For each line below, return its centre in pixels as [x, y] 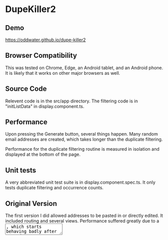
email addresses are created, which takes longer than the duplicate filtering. [84, 140]
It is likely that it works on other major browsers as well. [63, 73]
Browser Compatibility [41, 55]
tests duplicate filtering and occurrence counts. [55, 188]
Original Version [31, 204]
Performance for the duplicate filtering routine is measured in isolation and [82, 149]
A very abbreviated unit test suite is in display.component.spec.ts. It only [80, 182]
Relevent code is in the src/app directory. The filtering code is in [72, 101]
